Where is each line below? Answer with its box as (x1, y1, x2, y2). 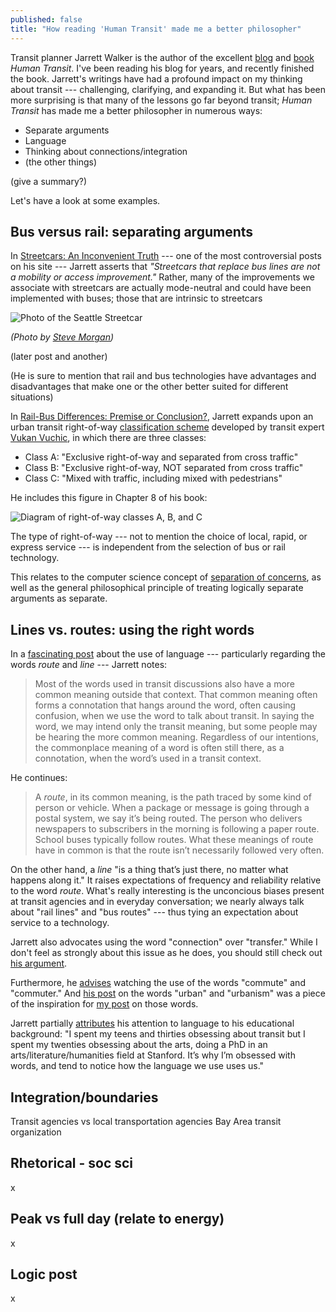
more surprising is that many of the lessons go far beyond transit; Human (10, 94, 313, 106)
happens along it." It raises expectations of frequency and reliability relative (10, 874, 322, 886)
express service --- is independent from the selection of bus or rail (10, 541, 286, 553)
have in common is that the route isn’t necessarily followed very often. (34, 844, 325, 856)
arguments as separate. (10, 592, 108, 605)
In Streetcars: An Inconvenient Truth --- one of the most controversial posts (10, 250, 322, 262)
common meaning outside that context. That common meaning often (34, 689, 318, 701)
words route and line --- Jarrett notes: (10, 659, 168, 671)
